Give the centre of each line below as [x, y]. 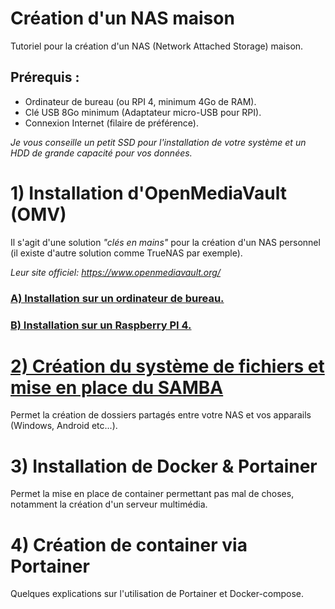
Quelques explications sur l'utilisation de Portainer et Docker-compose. [157, 594]
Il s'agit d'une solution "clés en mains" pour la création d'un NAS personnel [165, 242]
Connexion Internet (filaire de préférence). [111, 123]
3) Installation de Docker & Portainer [164, 466]
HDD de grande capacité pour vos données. [101, 153]
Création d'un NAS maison [122, 18]
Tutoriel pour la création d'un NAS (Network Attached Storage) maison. [157, 46]
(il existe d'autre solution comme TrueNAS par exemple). [126, 253]
